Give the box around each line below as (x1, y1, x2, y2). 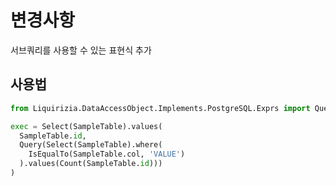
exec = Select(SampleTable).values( (10, 121, 163, 131)
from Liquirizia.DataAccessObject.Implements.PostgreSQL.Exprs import (10, 103, 311, 113)
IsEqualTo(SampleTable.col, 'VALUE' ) (28, 149, 186, 160)
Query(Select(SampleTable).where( (19, 140, 163, 150)
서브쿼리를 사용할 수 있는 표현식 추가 (10, 44, 152, 56)
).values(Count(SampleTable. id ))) (19, 159, 163, 169)
